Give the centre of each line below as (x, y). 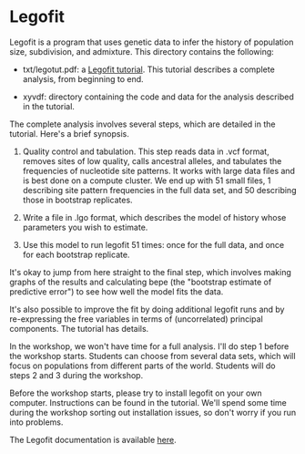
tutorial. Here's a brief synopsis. (69, 133)
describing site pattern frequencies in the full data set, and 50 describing (159, 190)
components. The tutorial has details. (79, 328)
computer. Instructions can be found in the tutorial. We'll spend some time (148, 402)
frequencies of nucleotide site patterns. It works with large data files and (159, 170)
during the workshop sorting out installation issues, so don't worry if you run (153, 412)
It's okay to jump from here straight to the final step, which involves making (150, 272)
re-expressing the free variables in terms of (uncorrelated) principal (137, 319)
